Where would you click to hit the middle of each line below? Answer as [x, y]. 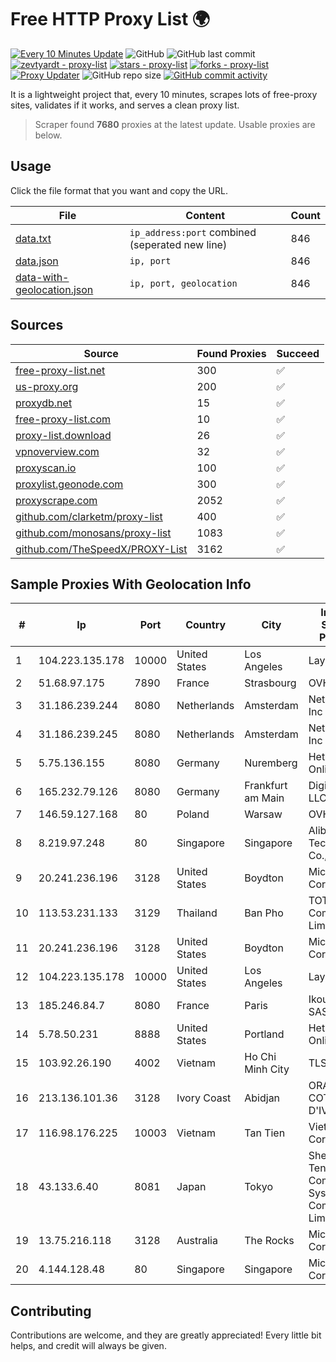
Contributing [51, 1311]
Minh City [267, 1069]
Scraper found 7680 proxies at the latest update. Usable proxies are [175, 124]
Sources [37, 325]
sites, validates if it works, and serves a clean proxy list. [125, 105]
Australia [197, 1241]
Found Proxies [231, 353]
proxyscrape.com [56, 500]
